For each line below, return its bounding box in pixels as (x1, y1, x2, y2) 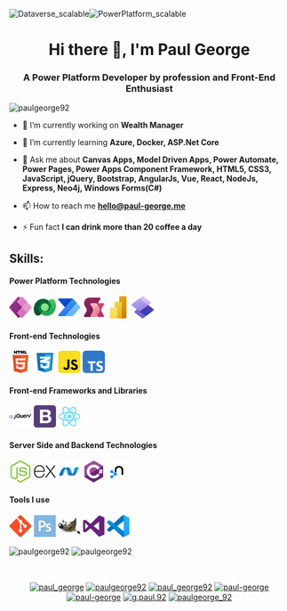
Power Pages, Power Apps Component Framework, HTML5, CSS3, (21, 164, 272, 175)
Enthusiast (125, 83, 173, 95)
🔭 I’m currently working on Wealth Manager (21, 120, 184, 131)
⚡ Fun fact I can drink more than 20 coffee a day (21, 222, 203, 232)
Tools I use (9, 494, 51, 505)
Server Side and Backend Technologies (9, 440, 158, 451)
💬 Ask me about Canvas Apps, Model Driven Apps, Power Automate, (21, 154, 279, 165)
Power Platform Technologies (9, 276, 121, 287)
